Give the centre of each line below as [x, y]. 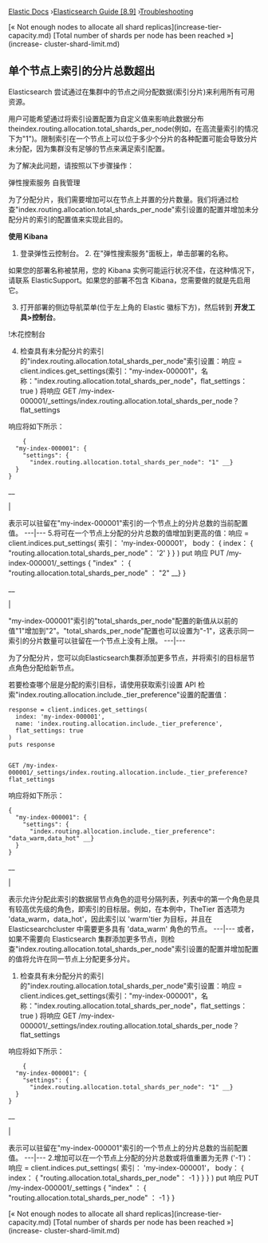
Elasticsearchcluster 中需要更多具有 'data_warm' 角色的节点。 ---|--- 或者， [133, 929]
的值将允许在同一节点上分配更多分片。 [71, 959]
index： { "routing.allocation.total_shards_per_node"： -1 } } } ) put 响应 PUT [134, 1178]
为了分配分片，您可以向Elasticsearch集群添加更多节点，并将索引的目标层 [128, 657]
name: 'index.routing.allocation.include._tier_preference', [119, 724]
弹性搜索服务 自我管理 [44, 182]
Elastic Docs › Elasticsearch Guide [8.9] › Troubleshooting [101, 12]
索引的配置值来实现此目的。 [81, 219]
